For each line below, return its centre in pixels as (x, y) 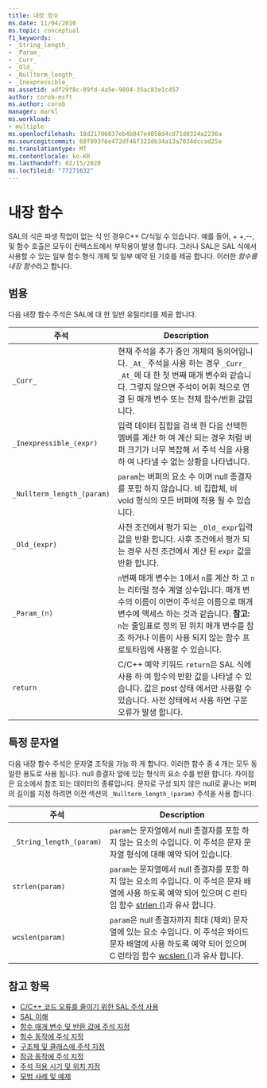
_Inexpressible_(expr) (55, 443)
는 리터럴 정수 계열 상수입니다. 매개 (179, 589)
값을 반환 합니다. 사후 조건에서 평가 (179, 539)
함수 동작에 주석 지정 (52, 1037)
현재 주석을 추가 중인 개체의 (166, 351)
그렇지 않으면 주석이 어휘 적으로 (185, 387)
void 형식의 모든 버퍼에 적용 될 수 (176, 500)
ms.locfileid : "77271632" (51, 171)
